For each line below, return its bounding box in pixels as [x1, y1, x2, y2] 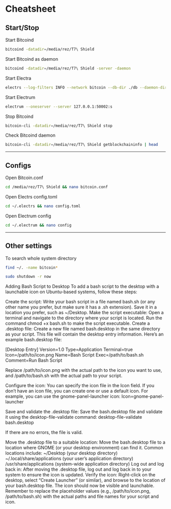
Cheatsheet [5, 3, 56, 15]
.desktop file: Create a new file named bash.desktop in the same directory [5, 326, 160, 332]
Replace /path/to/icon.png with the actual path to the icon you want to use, [5, 367, 162, 373]
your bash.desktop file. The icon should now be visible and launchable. [5, 482, 154, 489]
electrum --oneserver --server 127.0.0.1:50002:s [5, 104, 113, 109]
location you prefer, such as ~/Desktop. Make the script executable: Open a [5, 310, 164, 316]
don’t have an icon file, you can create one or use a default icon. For [5, 388, 149, 394]
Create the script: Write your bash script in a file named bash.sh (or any [5, 299, 155, 305]
